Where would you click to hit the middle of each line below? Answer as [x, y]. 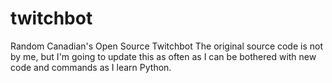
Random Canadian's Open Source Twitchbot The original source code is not [167, 46]
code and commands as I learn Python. [91, 67]
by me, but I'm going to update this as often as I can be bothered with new [163, 56]
